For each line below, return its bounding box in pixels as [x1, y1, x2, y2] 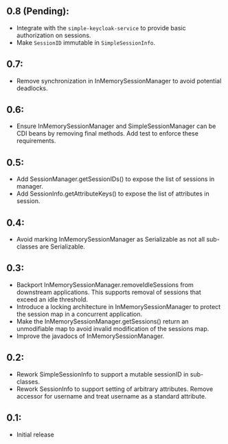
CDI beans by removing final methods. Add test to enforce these [16, 129, 198, 138]
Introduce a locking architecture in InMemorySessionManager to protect [16, 302, 221, 310]
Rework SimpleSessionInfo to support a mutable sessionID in [16, 370, 189, 378]
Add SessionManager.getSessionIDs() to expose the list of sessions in [16, 175, 215, 183]
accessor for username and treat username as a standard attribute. [16, 392, 207, 400]
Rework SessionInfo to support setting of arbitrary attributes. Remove [16, 385, 214, 393]
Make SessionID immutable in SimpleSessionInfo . [16, 38, 156, 47]
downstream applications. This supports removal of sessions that [16, 288, 201, 296]
